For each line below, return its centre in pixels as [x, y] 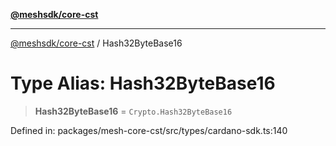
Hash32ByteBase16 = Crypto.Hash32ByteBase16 [133, 111]
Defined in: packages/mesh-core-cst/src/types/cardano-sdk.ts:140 [149, 130]
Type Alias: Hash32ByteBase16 [143, 83]
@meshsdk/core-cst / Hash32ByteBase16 [96, 43]
